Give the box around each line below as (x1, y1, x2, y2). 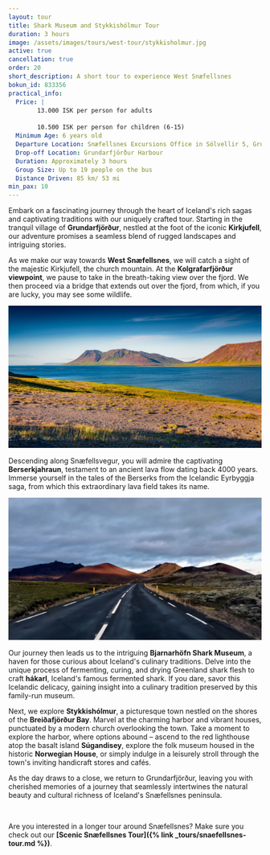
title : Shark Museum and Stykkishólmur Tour (8, 21, 160, 30)
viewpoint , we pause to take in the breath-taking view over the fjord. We (8, 273, 249, 282)
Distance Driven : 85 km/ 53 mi (15, 174, 121, 183)
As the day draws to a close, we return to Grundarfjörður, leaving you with (8, 773, 253, 783)
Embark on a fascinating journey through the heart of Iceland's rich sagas (8, 206, 252, 216)
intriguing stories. (8, 240, 67, 249)
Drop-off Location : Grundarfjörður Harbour (15, 149, 163, 157)
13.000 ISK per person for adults (37, 106, 153, 114)
